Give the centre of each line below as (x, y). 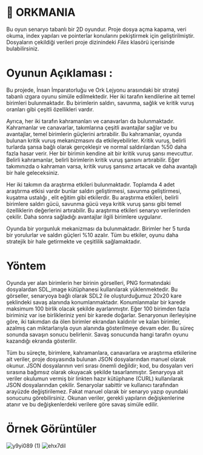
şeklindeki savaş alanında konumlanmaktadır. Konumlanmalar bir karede (96, 302)
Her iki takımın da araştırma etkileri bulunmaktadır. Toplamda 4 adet (91, 184)
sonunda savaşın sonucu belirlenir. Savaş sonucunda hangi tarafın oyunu (98, 334)
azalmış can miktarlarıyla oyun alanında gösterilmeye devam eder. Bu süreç (100, 328)
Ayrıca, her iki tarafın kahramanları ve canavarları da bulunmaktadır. (90, 121)
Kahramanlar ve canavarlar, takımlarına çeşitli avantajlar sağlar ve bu (92, 128)
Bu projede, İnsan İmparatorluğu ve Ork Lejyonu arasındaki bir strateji (93, 90)
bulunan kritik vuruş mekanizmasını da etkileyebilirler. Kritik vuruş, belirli (96, 140)
